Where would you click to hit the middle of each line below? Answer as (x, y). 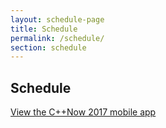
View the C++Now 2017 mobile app (83, 112)
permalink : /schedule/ (57, 38)
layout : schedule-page (57, 19)
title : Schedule (44, 29)
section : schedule (48, 47)
